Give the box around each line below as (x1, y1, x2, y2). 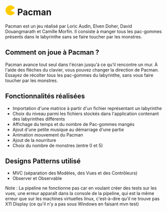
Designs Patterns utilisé (5, 156, 81, 165)
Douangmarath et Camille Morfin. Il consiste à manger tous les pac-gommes (5, 28, 162, 34)
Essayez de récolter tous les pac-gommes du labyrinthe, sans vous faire (5, 72, 154, 78)
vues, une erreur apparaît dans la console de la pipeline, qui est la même (5, 190, 155, 196)
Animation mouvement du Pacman (12, 131, 83, 137)
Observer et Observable (12, 175, 62, 181)
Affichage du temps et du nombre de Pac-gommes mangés (12, 121, 135, 127)
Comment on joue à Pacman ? (5, 48, 100, 57)
